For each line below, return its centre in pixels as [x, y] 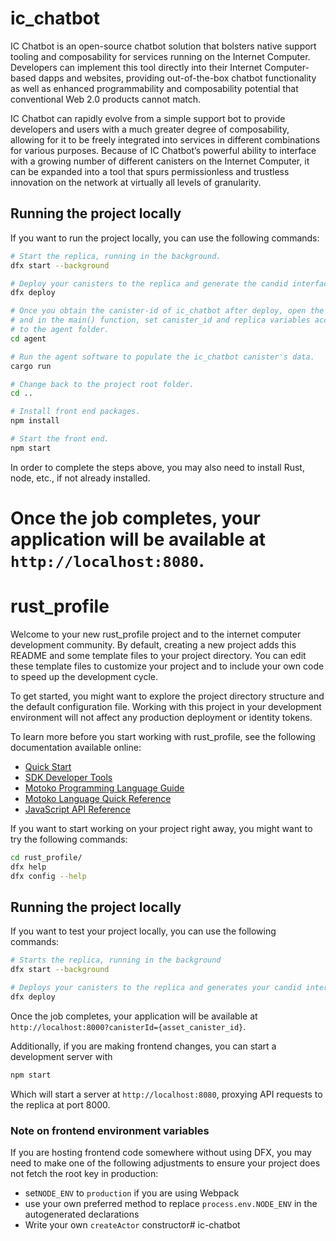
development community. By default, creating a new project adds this [153, 644]
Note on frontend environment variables [110, 1130]
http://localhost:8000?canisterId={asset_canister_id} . [128, 1026]
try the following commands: [69, 839]
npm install [35, 421]
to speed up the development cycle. [84, 676]
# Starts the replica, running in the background [116, 960]
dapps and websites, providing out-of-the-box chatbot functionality [177, 78]
